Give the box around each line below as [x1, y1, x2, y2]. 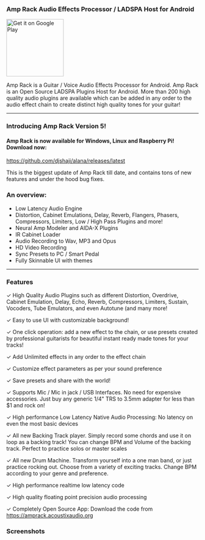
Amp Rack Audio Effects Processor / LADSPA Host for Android [6, 5, 195, 13]
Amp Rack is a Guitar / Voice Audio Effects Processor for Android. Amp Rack [6, 81, 199, 89]
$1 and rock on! [6, 402, 46, 409]
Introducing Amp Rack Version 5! [6, 122, 107, 130]
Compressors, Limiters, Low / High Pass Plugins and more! [15, 218, 163, 225]
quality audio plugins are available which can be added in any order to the [6, 94, 192, 102]
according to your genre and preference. [6, 470, 109, 477]
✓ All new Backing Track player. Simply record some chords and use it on [6, 432, 192, 439]
